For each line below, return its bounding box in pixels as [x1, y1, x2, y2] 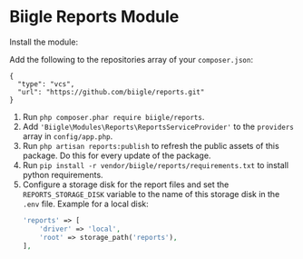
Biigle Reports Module [9, 6, 180, 27]
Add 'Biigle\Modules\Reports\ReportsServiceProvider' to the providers [22, 121, 295, 132]
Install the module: [9, 36, 79, 47]
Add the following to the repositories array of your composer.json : [9, 54, 254, 65]
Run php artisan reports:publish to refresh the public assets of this [22, 140, 279, 151]
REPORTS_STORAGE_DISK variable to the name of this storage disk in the [22, 188, 280, 199]
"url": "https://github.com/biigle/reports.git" [17, 87, 205, 96]
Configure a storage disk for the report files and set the [22, 179, 230, 190]
